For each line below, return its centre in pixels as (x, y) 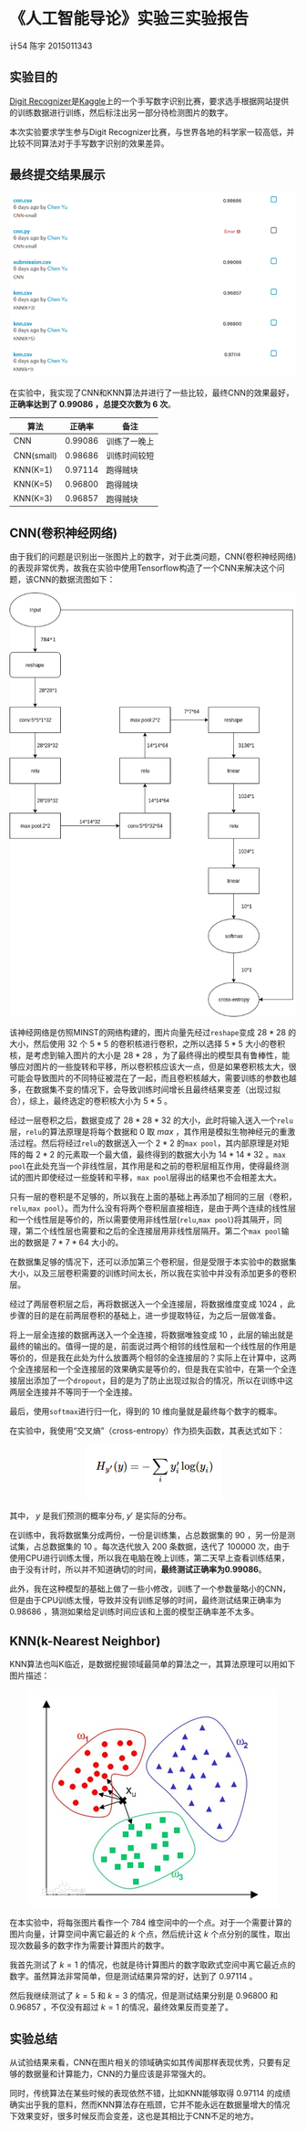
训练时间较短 (130, 456)
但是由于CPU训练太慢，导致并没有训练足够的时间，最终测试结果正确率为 (146, 1600)
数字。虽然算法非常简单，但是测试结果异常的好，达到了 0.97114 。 (133, 1977)
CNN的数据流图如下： (74, 580)
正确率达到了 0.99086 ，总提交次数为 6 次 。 (92, 404)
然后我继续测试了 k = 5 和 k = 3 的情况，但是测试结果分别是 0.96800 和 (144, 1996)
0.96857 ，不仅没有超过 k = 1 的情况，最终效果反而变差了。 (122, 2007)
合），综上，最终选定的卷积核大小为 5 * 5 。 (91, 1101)
